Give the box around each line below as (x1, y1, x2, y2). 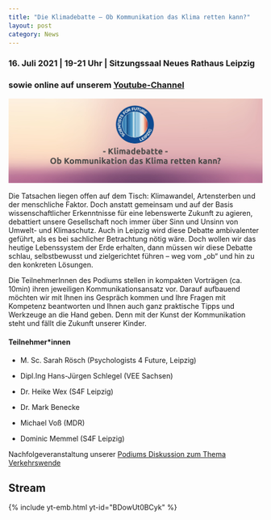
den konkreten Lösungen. (8, 260, 94, 270)
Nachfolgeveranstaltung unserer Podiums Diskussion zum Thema (8, 449, 227, 459)
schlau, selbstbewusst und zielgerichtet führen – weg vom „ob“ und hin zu (8, 252, 256, 261)
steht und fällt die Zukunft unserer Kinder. (8, 319, 147, 328)
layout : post (8, 21, 52, 30)
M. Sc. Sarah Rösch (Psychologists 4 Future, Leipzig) (19, 355, 197, 365)
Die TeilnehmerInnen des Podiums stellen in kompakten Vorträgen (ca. (8, 276, 243, 285)
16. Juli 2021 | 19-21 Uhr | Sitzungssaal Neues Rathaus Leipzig (8, 57, 256, 69)
